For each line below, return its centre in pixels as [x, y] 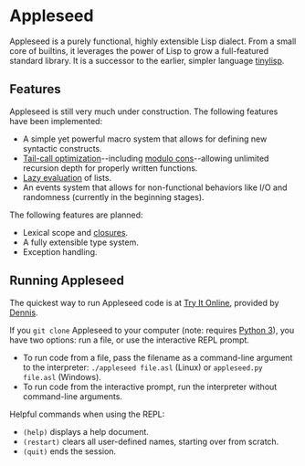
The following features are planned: [76, 215]
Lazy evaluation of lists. [67, 177]
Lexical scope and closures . [75, 232]
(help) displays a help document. [85, 431]
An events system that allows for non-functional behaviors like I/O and [155, 187]
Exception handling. [60, 251]
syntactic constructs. [62, 148]
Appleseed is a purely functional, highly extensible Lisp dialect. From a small [153, 41]
